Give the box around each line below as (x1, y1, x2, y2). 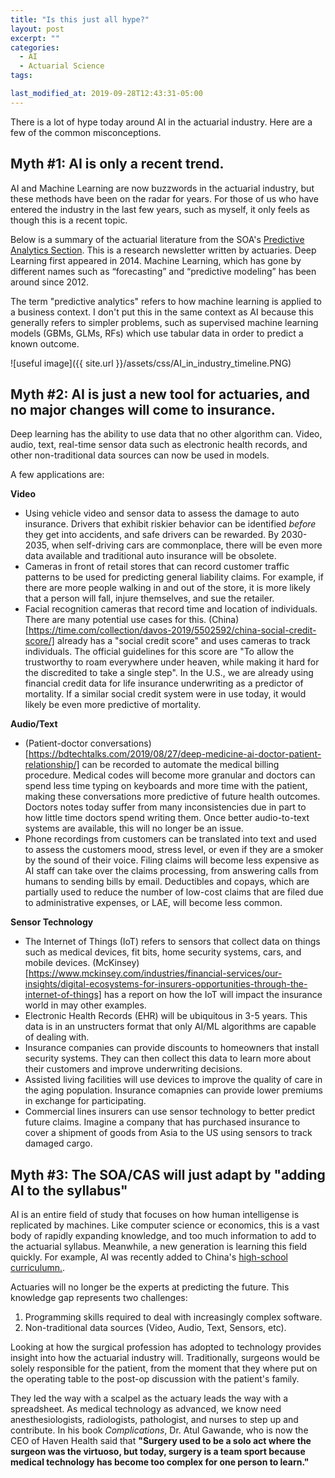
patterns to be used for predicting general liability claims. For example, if (24, 571, 324, 583)
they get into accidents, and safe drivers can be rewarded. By (24, 529, 280, 541)
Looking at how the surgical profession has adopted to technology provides (10, 1341, 322, 1353)
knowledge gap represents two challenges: (10, 1292, 188, 1304)
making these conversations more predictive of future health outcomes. (24, 791, 321, 803)
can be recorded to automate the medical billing (81, 759, 280, 771)
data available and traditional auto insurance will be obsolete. (24, 550, 277, 562)
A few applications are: (10, 469, 105, 481)
